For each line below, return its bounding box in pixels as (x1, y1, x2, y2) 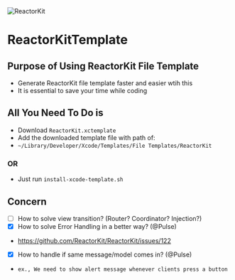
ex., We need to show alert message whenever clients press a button (17, 266, 229, 273)
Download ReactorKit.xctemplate (17, 126, 116, 134)
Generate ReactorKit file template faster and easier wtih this (17, 79, 193, 87)
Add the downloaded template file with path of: (17, 133, 155, 141)
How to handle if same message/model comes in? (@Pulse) (17, 250, 192, 259)
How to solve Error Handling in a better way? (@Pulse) (17, 222, 177, 230)
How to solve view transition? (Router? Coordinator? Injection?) (17, 214, 202, 222)
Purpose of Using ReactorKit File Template (7, 60, 200, 72)
